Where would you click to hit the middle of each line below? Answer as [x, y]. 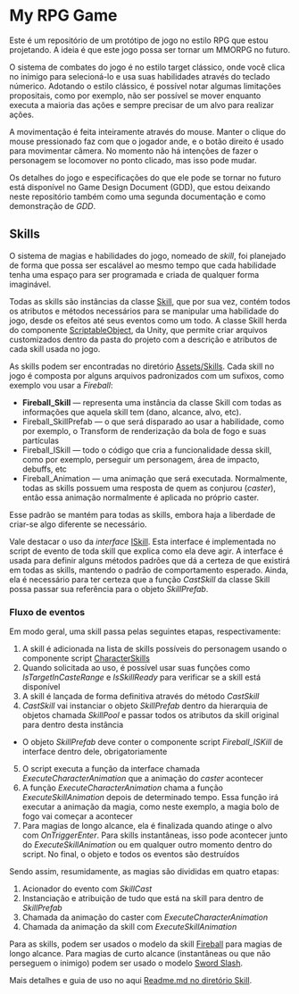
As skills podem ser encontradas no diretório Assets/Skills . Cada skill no [142, 366]
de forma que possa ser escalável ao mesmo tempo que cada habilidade [143, 265]
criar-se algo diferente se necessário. [78, 524]
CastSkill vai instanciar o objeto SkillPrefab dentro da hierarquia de [145, 706]
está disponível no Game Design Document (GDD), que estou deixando [140, 187]
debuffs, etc [44, 469]
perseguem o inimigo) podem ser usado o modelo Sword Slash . [126, 963]
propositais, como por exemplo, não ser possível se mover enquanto [135, 96]
